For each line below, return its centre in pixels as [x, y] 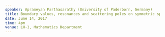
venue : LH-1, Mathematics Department [44, 27]
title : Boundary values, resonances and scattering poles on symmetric [80, 14]
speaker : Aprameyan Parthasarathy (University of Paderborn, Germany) [79, 9]
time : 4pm [15, 23]
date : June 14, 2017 [26, 18]
